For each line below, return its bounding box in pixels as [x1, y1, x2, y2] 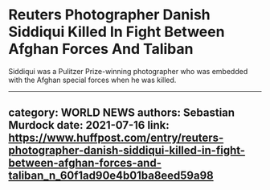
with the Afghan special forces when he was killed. [8, 75, 177, 85]
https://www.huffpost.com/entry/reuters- [8, 131, 224, 145]
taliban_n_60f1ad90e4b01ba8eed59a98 [8, 169, 215, 183]
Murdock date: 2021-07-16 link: [8, 118, 170, 132]
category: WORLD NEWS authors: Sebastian [8, 106, 235, 120]
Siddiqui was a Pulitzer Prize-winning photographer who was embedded [8, 66, 248, 76]
